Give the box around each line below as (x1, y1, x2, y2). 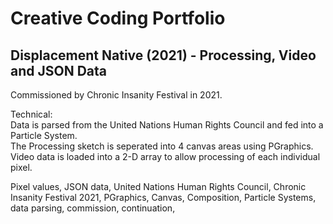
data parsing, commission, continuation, (10, 202, 176, 214)
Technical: (10, 108, 53, 120)
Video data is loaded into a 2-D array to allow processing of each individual (10, 151, 321, 162)
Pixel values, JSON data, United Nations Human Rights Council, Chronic (10, 181, 307, 192)
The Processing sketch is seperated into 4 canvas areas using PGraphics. (10, 140, 314, 152)
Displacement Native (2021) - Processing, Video (10, 47, 317, 64)
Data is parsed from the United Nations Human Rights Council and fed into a (10, 119, 324, 131)
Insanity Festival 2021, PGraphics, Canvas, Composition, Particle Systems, (10, 192, 317, 203)
